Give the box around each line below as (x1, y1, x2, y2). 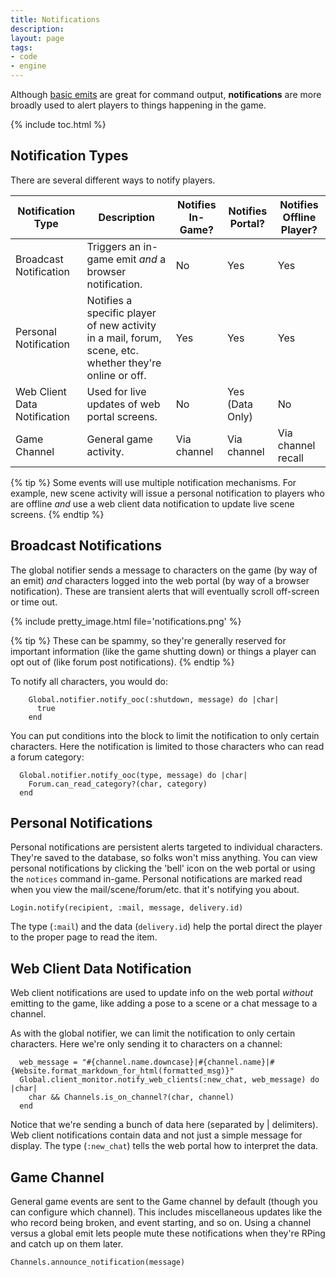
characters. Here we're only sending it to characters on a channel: (10, 1038, 283, 1050)
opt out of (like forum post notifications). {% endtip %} (10, 656, 235, 668)
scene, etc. (86, 343, 139, 357)
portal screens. (86, 409, 158, 423)
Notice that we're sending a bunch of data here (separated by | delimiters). (10, 1119, 319, 1131)
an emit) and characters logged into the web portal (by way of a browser (10, 574, 310, 586)
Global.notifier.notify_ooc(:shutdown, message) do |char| (28, 694, 280, 705)
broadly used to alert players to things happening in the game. (10, 99, 267, 111)
